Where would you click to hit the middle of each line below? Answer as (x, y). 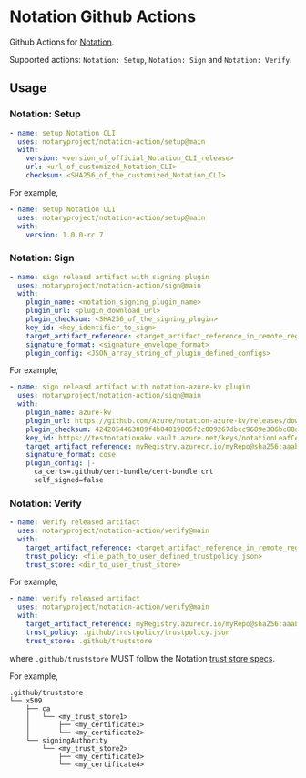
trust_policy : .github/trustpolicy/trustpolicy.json (128, 632)
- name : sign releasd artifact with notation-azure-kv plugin (130, 387)
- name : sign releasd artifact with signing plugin (109, 277)
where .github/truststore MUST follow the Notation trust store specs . (143, 658)
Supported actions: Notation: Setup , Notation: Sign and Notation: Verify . (151, 59)
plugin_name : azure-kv (69, 413)
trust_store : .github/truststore (89, 641)
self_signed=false (68, 480)
